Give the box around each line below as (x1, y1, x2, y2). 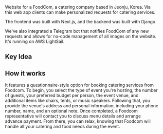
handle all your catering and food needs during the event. (5, 124, 120, 130)
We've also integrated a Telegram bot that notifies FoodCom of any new (5, 28, 149, 34)
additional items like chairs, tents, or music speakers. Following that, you (5, 97, 150, 104)
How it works (5, 69, 46, 77)
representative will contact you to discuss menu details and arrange (5, 113, 141, 119)
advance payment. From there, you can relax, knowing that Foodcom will (5, 118, 151, 124)
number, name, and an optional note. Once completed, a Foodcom (5, 108, 138, 114)
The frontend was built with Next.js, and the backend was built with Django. (5, 19, 157, 24)
